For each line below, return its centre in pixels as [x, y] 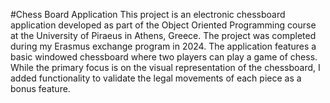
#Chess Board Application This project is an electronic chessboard [148, 14]
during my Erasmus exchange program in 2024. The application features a [163, 46]
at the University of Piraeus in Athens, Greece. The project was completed [163, 35]
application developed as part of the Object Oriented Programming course [163, 25]
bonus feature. [40, 88]
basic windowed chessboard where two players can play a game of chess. [164, 57]
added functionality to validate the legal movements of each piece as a [156, 78]
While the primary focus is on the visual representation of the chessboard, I [165, 67]
